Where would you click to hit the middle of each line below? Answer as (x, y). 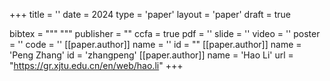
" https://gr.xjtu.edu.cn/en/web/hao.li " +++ (96, 65)
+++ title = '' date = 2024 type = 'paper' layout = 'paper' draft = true (150, 14)
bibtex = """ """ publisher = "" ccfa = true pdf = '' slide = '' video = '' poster (165, 33)
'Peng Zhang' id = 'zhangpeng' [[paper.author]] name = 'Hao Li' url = (151, 55)
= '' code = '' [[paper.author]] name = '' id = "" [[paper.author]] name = (155, 44)
